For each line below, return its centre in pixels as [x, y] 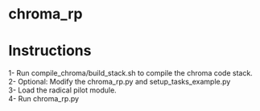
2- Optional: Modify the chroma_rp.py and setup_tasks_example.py [120, 82]
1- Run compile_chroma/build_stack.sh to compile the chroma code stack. [131, 73]
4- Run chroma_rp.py [43, 99]
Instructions [50, 51]
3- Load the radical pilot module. [62, 90]
